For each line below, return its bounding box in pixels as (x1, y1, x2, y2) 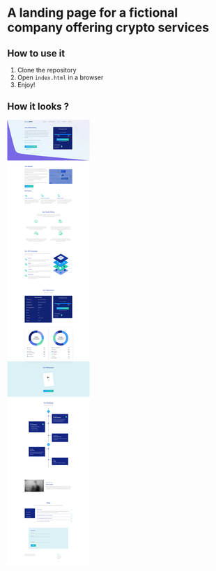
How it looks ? (7, 101, 70, 113)
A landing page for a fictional (7, 5, 178, 21)
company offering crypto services (7, 19, 210, 36)
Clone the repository (17, 66, 77, 74)
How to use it (7, 47, 65, 59)
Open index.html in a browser (17, 73, 104, 81)
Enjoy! (17, 81, 36, 88)
